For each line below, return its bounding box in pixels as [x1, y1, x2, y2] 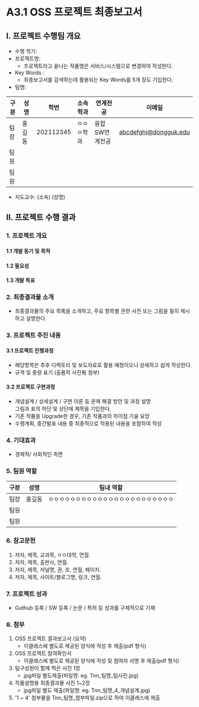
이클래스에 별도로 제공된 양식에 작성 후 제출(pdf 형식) [23, 642, 147, 650]
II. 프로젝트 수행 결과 [6, 213, 76, 223]
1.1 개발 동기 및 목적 [6, 247, 50, 255]
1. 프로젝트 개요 [6, 232, 47, 240]
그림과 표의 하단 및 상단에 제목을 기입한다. [14, 405, 111, 412]
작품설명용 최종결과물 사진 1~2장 [14, 679, 91, 687]
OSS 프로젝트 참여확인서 [14, 650, 72, 657]
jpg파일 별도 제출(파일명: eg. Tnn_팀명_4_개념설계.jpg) [23, 687, 150, 694]
